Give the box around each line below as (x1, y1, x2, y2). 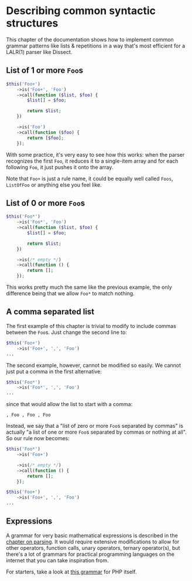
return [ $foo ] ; (27, 135, 64, 141)
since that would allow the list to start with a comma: (6, 401, 133, 408)
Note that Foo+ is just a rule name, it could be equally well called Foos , (6, 175, 173, 182)
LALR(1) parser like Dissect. (6, 48, 73, 55)
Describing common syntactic (6, 4, 156, 18)
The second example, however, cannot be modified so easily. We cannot (6, 362, 181, 369)
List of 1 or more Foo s (6, 66, 84, 76)
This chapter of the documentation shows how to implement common (6, 36, 174, 43)
